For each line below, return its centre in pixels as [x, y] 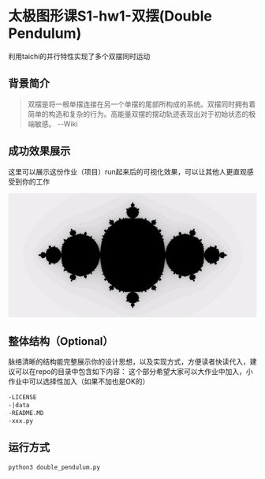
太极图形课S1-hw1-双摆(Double [110, 16]
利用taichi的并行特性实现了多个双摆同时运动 [79, 56]
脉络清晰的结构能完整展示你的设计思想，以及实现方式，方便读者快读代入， [129, 362]
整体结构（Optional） [61, 341]
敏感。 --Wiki [56, 124]
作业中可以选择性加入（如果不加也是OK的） [79, 382]
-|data [19, 406]
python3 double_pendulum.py [54, 468]
